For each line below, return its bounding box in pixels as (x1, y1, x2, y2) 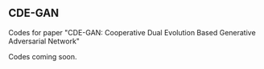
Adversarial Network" (8, 36, 80, 46)
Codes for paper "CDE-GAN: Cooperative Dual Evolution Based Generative (8, 27, 256, 37)
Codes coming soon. (8, 51, 78, 61)
